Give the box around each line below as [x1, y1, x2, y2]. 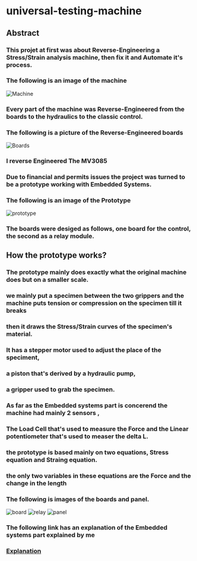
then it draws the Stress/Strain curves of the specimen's [6, 323, 173, 331]
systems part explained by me [6, 531, 95, 539]
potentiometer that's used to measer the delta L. [6, 432, 149, 440]
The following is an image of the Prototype [6, 196, 131, 204]
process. [6, 61, 33, 69]
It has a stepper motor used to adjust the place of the [6, 346, 161, 354]
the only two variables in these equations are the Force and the [6, 472, 191, 480]
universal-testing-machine [6, 4, 142, 18]
